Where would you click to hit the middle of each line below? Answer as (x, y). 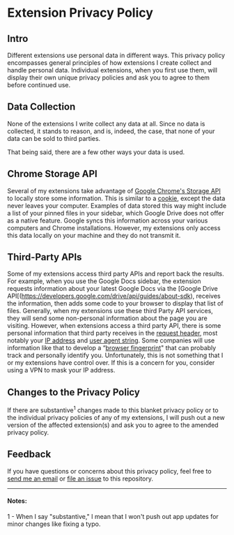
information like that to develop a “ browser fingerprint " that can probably (112, 348)
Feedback (29, 454)
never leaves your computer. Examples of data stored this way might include (117, 205)
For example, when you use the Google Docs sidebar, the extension (104, 281)
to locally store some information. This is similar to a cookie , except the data (116, 198)
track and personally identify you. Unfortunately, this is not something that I (115, 355)
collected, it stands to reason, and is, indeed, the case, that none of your (111, 131)
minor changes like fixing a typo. (54, 524)
